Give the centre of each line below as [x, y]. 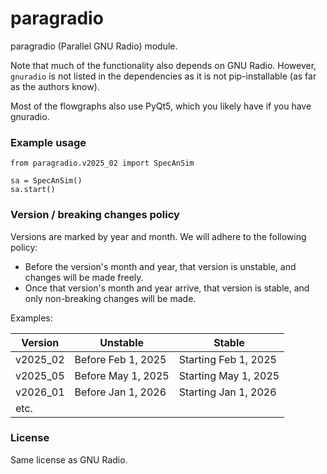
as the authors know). [55, 86]
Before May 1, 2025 [122, 375]
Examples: [31, 318]
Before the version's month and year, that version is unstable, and [160, 266]
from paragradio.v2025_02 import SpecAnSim [102, 163]
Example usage [48, 142]
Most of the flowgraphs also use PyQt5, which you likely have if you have [161, 106]
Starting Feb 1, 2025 [227, 359]
